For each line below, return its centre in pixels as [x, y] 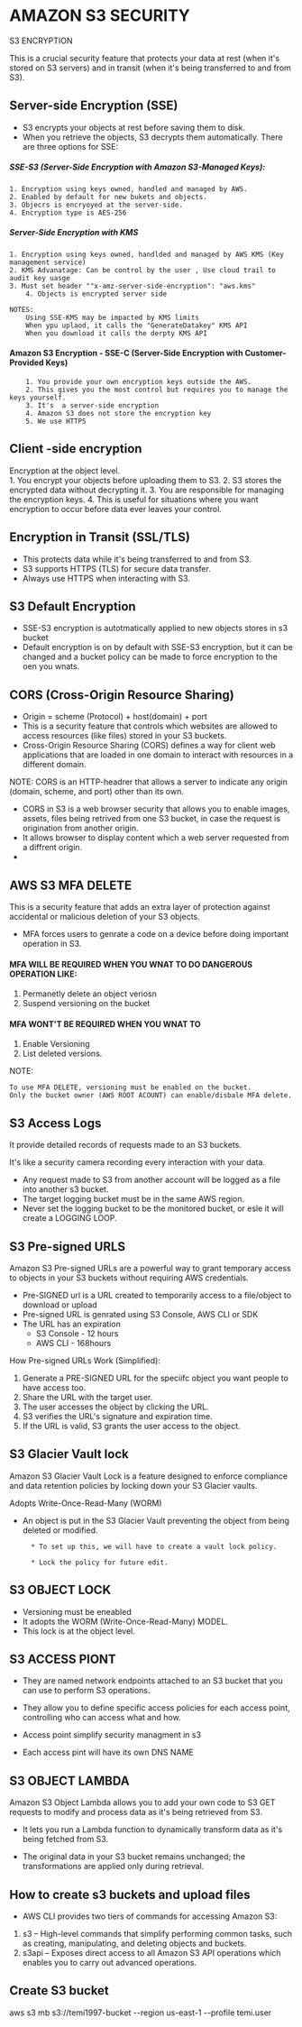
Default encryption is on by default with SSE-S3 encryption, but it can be [157, 647]
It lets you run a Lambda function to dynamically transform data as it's [152, 1830]
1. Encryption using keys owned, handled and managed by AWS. [128, 189]
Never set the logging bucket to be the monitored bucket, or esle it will [153, 1208]
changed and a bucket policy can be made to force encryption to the [150, 657]
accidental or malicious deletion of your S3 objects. [105, 916]
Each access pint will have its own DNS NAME [108, 1752]
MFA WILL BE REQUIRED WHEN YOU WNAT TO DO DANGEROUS [131, 964]
